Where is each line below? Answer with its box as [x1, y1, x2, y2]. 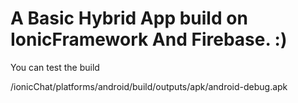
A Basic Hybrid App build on [10, 7, 248, 30]
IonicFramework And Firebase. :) [10, 28, 288, 51]
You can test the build [10, 61, 100, 73]
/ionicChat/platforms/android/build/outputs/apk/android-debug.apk [10, 80, 288, 92]
